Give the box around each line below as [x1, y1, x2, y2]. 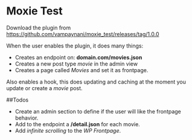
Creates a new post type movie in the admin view [14, 60, 138, 67]
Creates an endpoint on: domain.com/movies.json [14, 53, 142, 61]
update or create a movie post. [6, 84, 83, 91]
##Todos [6, 96, 29, 103]
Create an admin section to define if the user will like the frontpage [14, 108, 181, 115]
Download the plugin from [6, 24, 71, 31]
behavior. [14, 114, 39, 121]
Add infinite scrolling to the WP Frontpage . [14, 127, 121, 134]
